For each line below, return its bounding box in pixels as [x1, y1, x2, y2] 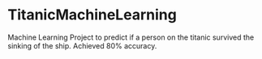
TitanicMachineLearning [7, 6, 178, 24]
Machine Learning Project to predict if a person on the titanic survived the [7, 32, 255, 42]
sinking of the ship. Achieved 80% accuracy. [7, 40, 157, 50]
